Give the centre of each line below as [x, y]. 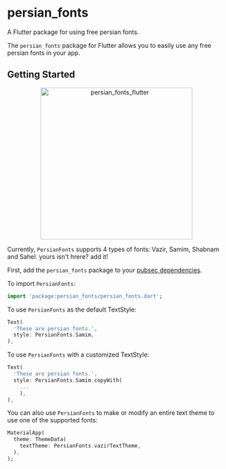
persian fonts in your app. [44, 53]
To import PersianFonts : [41, 283]
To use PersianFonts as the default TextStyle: [72, 309]
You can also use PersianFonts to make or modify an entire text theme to [111, 413]
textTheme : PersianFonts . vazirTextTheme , [80, 446]
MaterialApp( [26, 433]
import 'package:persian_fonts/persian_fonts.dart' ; [85, 296]
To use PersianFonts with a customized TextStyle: [78, 355]
